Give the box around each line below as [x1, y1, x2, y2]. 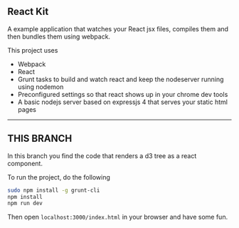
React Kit [7, 6, 49, 18]
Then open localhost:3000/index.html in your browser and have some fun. [7, 213, 228, 222]
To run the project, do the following [7, 172, 110, 181]
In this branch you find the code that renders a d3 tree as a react [7, 151, 197, 160]
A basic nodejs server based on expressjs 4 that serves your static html [17, 98, 228, 106]
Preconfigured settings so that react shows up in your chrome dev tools [17, 90, 228, 98]
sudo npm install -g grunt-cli [7, 187, 100, 194]
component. [7, 159, 43, 167]
